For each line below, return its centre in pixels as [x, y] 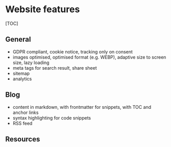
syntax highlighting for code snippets [52, 117]
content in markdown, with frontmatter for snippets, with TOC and [82, 107]
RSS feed [22, 123]
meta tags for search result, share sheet [55, 68]
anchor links [26, 112]
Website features [43, 9]
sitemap [21, 73]
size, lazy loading [31, 63]
